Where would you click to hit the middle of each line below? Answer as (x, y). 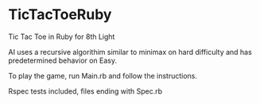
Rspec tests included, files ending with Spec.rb (85, 91)
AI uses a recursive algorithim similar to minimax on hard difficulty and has (130, 52)
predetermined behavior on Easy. (63, 60)
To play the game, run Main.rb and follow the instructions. (103, 75)
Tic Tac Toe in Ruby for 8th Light (62, 37)
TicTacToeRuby (60, 15)
